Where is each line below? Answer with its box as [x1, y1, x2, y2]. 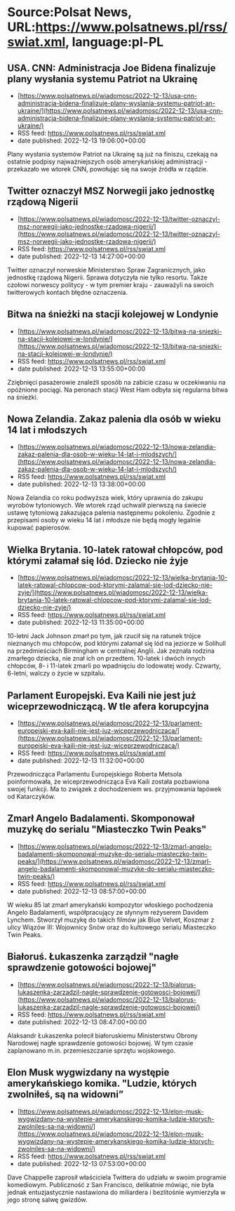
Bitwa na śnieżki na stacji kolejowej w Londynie [7, 308, 219, 320]
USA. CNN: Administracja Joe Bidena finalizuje [7, 62, 216, 74]
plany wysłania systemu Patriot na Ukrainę [7, 73, 198, 85]
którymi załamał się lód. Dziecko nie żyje [7, 555, 189, 567]
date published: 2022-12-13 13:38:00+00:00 [17, 480, 146, 489]
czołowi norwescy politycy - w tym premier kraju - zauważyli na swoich [7, 280, 214, 289]
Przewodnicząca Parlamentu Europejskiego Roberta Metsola [7, 770, 182, 779]
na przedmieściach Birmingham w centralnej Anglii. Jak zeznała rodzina [7, 647, 215, 655]
